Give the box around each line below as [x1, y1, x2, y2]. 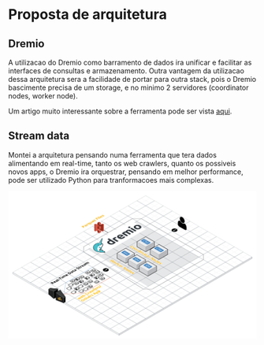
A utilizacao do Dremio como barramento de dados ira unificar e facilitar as [8, 57, 252, 67]
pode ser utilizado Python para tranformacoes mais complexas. [8, 175, 214, 184]
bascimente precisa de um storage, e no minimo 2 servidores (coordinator [8, 83, 250, 92]
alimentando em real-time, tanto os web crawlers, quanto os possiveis [8, 158, 236, 168]
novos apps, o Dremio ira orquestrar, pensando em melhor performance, [8, 167, 244, 176]
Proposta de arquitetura [8, 6, 168, 24]
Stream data [8, 129, 69, 143]
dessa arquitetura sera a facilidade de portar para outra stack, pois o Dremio [8, 75, 257, 83]
